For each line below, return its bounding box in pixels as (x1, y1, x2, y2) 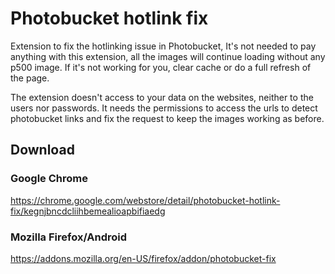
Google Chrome (10, 172, 88, 186)
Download (10, 142, 75, 159)
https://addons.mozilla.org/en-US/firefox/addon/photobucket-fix (10, 252, 277, 264)
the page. (10, 72, 50, 84)
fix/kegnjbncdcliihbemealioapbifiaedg (10, 205, 166, 217)
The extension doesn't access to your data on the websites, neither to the (10, 91, 314, 103)
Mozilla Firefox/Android (10, 230, 128, 244)
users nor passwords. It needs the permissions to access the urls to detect (10, 102, 318, 114)
